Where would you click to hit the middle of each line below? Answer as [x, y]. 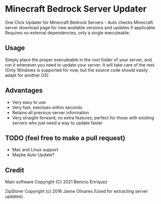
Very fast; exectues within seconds [47, 107]
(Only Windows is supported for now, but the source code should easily [77, 70]
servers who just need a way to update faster [57, 123]
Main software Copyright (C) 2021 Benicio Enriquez [56, 182]
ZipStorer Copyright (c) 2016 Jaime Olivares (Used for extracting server [77, 191]
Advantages [24, 91]
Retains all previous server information [50, 112]
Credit [15, 170]
